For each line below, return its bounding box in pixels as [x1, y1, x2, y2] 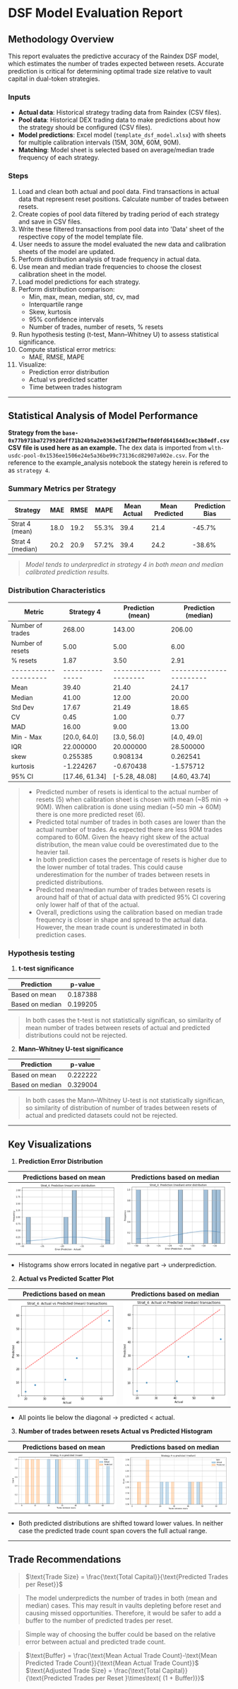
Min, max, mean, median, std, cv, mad [28, 292, 140, 301]
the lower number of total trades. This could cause [35, 863, 183, 871]
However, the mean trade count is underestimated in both [35, 923, 204, 932]
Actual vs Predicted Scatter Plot [18, 1274, 114, 1283]
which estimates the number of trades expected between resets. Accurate [8, 59, 225, 68]
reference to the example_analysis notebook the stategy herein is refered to [8, 459, 228, 467]
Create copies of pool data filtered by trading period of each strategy [18, 210, 220, 218]
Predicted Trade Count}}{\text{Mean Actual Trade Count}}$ [25, 1659, 199, 1667]
